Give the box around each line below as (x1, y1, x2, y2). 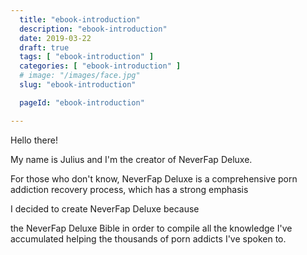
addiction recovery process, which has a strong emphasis (10, 183, 249, 195)
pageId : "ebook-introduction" (19, 97, 145, 108)
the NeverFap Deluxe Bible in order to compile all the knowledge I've (10, 222, 293, 234)
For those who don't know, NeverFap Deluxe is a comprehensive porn (10, 172, 298, 185)
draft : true (19, 42, 70, 53)
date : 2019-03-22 (19, 33, 92, 43)
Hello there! (10, 134, 58, 146)
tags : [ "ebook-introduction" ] (19, 52, 155, 62)
